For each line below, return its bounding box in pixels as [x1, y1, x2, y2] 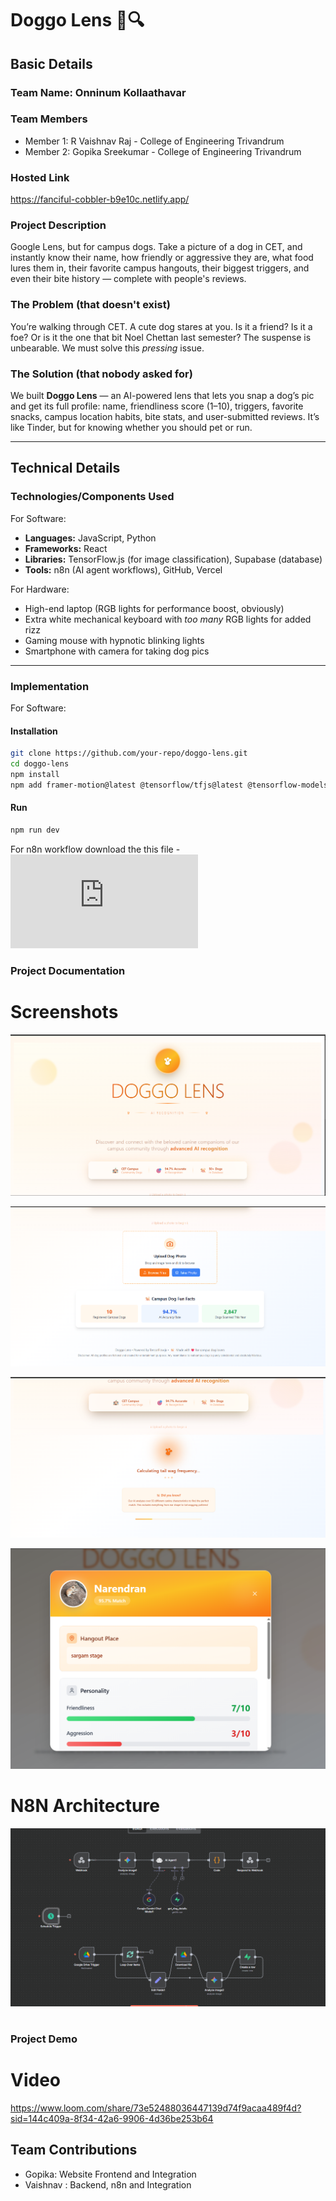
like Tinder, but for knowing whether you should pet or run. [10, 421, 253, 433]
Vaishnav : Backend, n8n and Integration [24, 2178, 192, 2191]
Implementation [10, 679, 90, 693]
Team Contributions [10, 2142, 138, 2159]
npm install [10, 769, 60, 779]
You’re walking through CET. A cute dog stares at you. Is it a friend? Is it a [10, 320, 313, 332]
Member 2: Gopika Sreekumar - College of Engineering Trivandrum [24, 145, 302, 157]
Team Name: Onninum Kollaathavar [10, 85, 187, 99]
